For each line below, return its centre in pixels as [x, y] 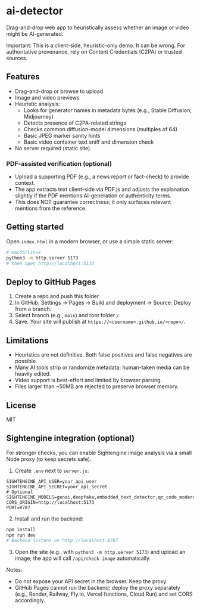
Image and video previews [47, 97]
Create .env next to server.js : [52, 470]
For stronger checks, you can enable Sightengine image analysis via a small [99, 453]
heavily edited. [33, 374]
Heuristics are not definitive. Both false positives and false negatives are [103, 355]
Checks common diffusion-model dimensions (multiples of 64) [100, 129]
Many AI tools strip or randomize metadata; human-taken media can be [102, 367]
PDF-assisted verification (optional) [59, 163]
